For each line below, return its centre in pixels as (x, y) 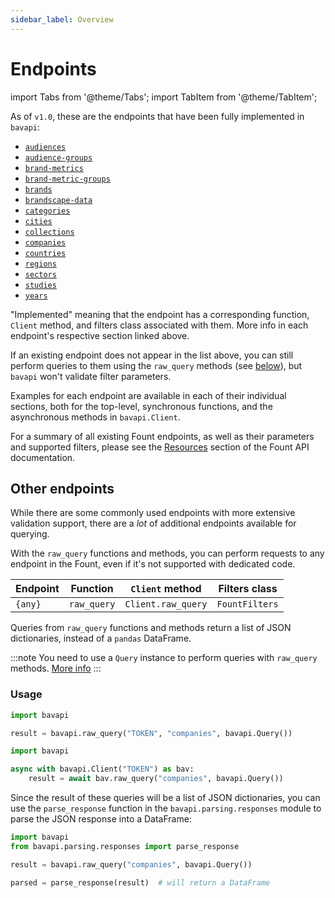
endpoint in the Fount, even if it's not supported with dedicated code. (153, 564)
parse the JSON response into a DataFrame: (101, 819)
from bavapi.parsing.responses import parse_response (125, 846)
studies (40, 285)
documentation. (43, 457)
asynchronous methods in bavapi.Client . (95, 417)
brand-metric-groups (67, 179)
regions (40, 264)
